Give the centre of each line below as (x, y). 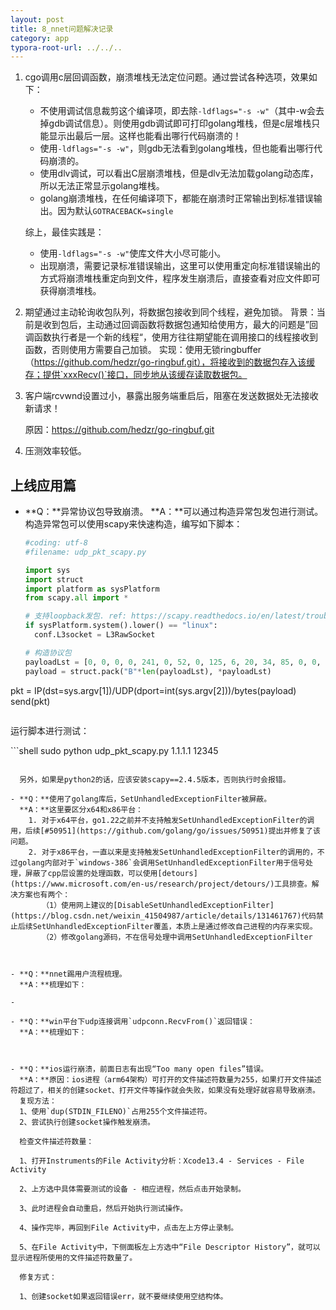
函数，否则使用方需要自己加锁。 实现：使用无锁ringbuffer (143, 350)
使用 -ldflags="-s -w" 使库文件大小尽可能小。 (133, 253)
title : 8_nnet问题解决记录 (62, 29)
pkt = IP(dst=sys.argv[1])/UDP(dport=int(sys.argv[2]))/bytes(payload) (153, 690)
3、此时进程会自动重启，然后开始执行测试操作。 (103, 1208)
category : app (40, 38)
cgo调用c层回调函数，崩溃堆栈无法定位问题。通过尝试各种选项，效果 (166, 77)
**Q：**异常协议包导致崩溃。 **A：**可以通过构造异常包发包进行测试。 (174, 512)
